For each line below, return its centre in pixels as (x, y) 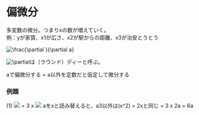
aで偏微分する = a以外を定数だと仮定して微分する (68, 74)
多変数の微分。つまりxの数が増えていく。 (58, 30)
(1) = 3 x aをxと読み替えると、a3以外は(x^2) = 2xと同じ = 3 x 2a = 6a (100, 106)
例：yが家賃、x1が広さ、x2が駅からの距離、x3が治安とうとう (82, 37)
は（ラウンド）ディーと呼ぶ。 (67, 62)
